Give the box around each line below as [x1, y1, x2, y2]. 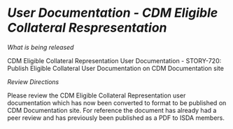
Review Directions [7, 77, 59, 86]
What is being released [7, 43, 74, 51]
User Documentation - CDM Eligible [7, 5, 218, 21]
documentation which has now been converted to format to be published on [7, 98, 227, 107]
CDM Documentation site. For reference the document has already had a [7, 106, 217, 114]
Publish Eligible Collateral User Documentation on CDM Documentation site [7, 64, 224, 72]
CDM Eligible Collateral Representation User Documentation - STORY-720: [7, 56, 222, 64]
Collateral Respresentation [7, 20, 167, 36]
